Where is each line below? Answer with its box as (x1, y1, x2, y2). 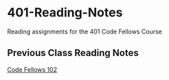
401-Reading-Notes (7, 5, 123, 21)
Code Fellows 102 (7, 65, 57, 73)
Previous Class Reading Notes (7, 47, 139, 59)
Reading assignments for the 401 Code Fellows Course (7, 27, 163, 36)
